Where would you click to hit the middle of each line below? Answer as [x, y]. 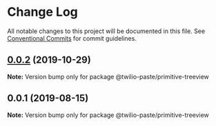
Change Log [42, 12]
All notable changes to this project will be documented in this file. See [106, 31]
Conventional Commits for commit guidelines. [72, 38]
